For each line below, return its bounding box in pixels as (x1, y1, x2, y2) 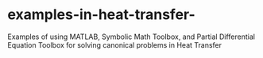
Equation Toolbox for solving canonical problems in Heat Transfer (7, 40, 222, 49)
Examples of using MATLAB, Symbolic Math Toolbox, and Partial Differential (7, 32, 256, 41)
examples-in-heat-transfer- (7, 6, 195, 24)
